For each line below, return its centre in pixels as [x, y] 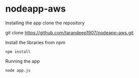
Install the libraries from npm [35, 42]
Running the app [22, 61]
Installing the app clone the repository [45, 23]
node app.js [18, 70]
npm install [18, 52]
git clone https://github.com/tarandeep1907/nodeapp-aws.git [69, 32]
